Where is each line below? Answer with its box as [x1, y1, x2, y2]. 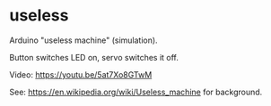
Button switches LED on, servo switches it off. [9, 52, 179, 62]
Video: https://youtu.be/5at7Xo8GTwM [9, 69, 153, 80]
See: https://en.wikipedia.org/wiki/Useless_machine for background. [9, 86, 263, 97]
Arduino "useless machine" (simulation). [9, 35, 159, 45]
